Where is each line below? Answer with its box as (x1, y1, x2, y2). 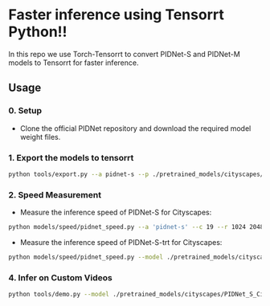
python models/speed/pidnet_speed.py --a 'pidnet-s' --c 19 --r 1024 (8, 223, 247, 231)
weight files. (19, 132, 61, 141)
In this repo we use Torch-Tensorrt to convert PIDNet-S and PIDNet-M (8, 49, 241, 59)
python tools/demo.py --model (8, 291, 110, 299)
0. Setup (8, 105, 43, 116)
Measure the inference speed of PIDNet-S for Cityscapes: (19, 207, 212, 218)
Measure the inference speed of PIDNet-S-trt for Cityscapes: (19, 237, 223, 247)
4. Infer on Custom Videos (8, 271, 112, 283)
